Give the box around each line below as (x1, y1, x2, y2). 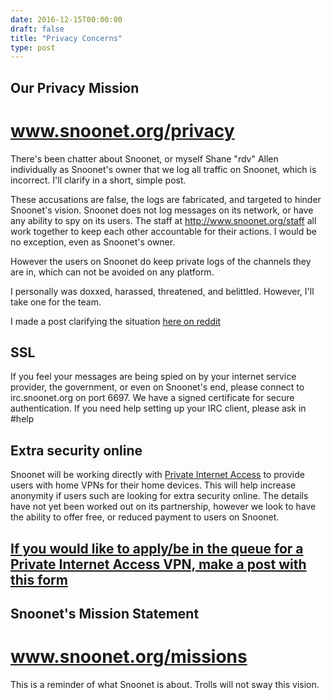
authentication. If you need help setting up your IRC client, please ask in (10, 402, 307, 415)
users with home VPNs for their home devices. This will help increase (10, 479, 297, 491)
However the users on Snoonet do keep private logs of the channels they (10, 255, 312, 267)
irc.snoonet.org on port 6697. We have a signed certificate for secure (10, 392, 295, 404)
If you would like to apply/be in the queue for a (10, 540, 304, 557)
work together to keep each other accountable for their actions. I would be (10, 225, 317, 237)
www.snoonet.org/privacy (10, 119, 235, 142)
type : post (10, 42, 56, 53)
